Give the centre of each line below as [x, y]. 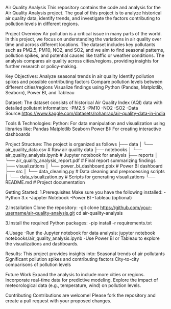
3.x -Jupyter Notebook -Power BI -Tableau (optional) [77, 198]
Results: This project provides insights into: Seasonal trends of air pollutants [85, 254]
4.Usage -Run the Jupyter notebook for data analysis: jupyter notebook [80, 233]
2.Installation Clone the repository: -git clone [52, 208]
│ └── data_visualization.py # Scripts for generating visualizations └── [80, 177]
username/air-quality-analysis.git [40, 213]
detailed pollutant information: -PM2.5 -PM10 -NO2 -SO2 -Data [72, 108]
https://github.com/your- [126, 208]
